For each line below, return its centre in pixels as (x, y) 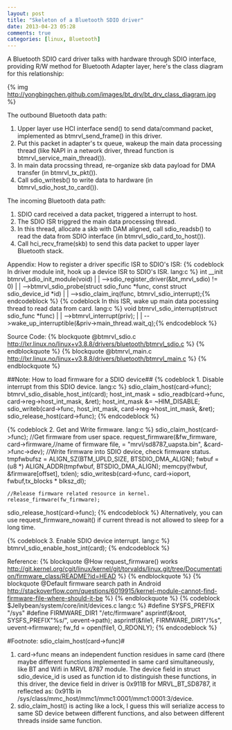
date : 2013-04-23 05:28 (42, 26)
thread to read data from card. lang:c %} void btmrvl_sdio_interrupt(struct (112, 309)
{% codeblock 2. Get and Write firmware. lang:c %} (81, 430)
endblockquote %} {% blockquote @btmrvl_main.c (80, 352)
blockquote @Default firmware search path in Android (84, 584)
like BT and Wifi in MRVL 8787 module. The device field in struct (109, 669)
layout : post (26, 13)
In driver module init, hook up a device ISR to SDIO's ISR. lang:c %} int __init (115, 272)
